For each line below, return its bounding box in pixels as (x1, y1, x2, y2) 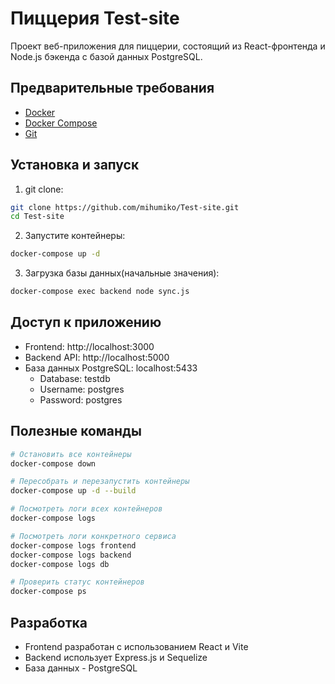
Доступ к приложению (10, 314, 162, 331)
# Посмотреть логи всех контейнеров (10, 504, 163, 514)
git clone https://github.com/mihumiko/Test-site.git (10, 202, 240, 212)
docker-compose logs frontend (10, 540, 137, 551)
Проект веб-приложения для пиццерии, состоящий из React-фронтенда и (10, 40, 326, 52)
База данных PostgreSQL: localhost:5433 (24, 362, 198, 374)
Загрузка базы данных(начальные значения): (24, 267, 220, 279)
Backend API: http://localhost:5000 (24, 351, 170, 363)
